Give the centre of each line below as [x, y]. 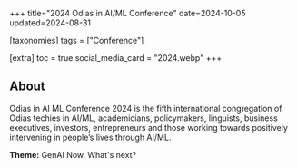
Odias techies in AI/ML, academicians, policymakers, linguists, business [144, 118]
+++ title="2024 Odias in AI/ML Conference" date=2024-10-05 [128, 13]
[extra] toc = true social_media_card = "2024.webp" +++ [116, 58]
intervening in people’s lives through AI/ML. [90, 137]
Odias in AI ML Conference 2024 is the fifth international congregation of [146, 108]
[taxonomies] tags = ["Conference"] [77, 40]
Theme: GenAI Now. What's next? [73, 154]
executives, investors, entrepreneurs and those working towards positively [149, 127]
